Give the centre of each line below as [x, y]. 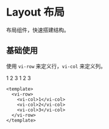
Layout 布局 [35, 12]
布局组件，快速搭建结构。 [38, 30]
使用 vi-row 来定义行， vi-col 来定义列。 [56, 66]
